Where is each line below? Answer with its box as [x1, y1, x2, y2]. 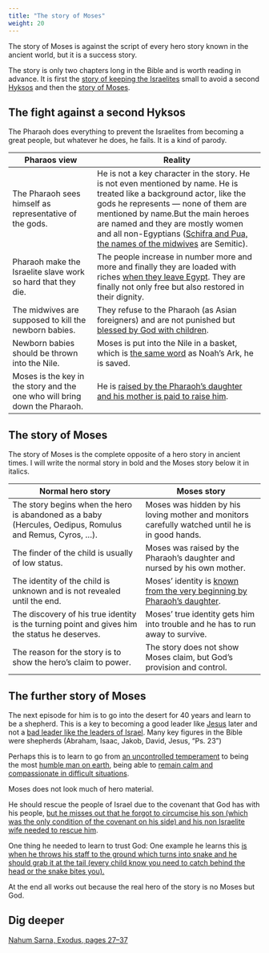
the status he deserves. [12, 629, 101, 640]
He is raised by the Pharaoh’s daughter [97, 381, 243, 392]
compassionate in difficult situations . [8, 768, 130, 778]
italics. [8, 466, 30, 476]
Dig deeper [8, 914, 65, 927]
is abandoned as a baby [12, 509, 102, 520]
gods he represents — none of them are [97, 198, 247, 210]
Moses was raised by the [145, 543, 239, 554]
